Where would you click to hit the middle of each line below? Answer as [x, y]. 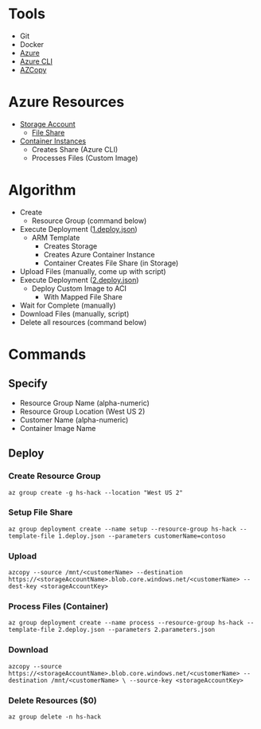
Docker [32, 44]
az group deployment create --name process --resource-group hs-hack [126, 623]
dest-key [23, 586]
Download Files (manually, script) [74, 314]
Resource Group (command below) [89, 221]
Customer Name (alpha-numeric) [74, 420]
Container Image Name [58, 428]
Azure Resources [66, 102]
